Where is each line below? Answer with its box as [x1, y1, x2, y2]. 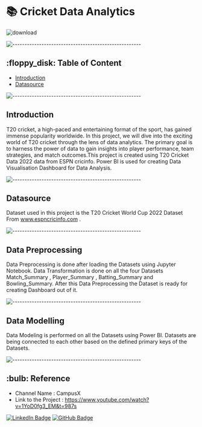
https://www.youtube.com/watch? [65, 396, 150, 403]
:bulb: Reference [6, 373, 71, 384]
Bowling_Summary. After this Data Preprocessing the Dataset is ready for [6, 280, 188, 287]
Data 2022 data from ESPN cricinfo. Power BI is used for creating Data [6, 157, 181, 165]
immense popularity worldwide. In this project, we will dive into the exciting [6, 132, 193, 139]
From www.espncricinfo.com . [6, 215, 81, 223]
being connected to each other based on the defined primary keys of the [6, 338, 188, 345]
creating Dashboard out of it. [6, 286, 78, 294]
